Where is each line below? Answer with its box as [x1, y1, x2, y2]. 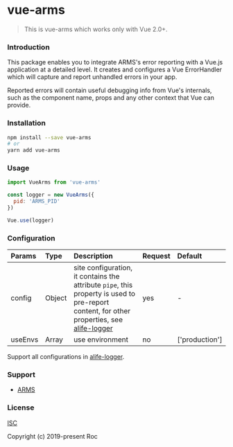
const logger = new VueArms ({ [7, 191, 95, 199]
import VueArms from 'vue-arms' [7, 179, 101, 186]
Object [44, 293, 67, 303]
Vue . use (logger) [7, 217, 54, 224]
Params [10, 252, 37, 261]
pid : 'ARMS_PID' [13, 198, 60, 205]
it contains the [74, 272, 120, 281]
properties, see [74, 315, 123, 324]
